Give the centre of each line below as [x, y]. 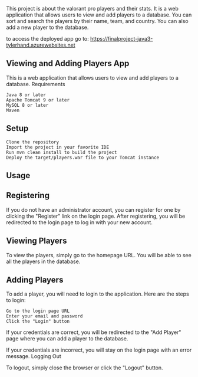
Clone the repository [33, 142]
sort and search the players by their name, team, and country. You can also [97, 21]
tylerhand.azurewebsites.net [41, 45]
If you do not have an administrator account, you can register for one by [93, 209]
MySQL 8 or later [27, 105]
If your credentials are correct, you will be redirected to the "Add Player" [94, 332]
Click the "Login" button [38, 322]
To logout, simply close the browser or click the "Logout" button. [85, 368]
